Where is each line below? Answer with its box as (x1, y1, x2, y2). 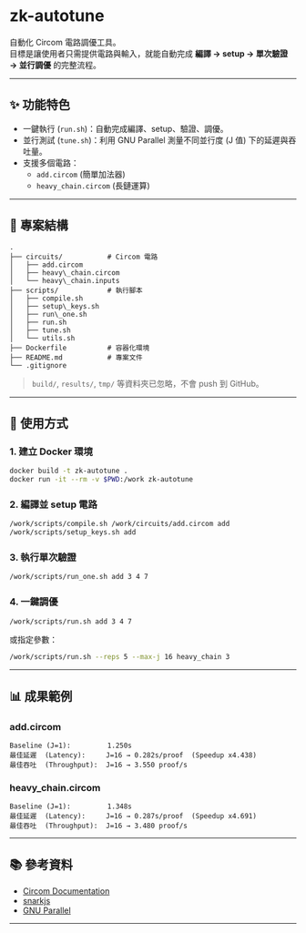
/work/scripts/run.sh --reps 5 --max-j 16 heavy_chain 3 (9, 653, 230, 662)
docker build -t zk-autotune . (9, 466, 128, 476)
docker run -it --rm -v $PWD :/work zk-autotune (9, 475, 194, 484)
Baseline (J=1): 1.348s (9, 802, 132, 811)
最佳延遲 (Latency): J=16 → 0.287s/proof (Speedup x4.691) (9, 812, 258, 821)
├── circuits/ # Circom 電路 (9, 252, 158, 261)
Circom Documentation (22, 886, 110, 897)
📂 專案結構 (9, 218, 68, 233)
